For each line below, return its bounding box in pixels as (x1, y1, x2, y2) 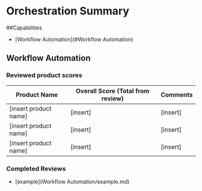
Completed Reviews (6, 164, 66, 172)
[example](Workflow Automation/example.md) (14, 178, 130, 185)
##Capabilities (6, 24, 42, 31)
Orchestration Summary (6, 4, 129, 18)
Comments (160, 90, 193, 99)
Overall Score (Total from (76, 86, 150, 95)
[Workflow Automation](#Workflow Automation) (14, 35, 133, 43)
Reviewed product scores (6, 71, 82, 79)
